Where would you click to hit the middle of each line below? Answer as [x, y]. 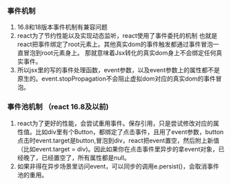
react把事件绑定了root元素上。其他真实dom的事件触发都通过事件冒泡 [115, 44]
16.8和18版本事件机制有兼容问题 [62, 27]
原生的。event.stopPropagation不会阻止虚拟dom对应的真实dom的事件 [116, 79]
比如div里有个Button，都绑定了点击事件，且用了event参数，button [130, 131]
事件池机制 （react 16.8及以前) [58, 107]
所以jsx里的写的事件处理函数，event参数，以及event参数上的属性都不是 [119, 70]
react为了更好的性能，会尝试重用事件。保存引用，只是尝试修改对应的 [115, 123]
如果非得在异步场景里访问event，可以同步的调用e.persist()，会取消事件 [118, 166]
